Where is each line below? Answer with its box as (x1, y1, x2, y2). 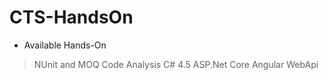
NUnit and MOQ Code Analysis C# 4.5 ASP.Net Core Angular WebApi (33, 58, 319, 70)
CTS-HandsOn (9, 6, 134, 29)
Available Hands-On (23, 39, 107, 51)
